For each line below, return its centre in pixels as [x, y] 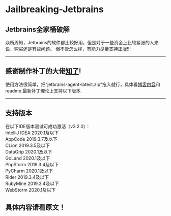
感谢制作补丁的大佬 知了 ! [43, 71]
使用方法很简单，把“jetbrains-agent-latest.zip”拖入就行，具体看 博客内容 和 [83, 84]
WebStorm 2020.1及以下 [31, 190]
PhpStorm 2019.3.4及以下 [32, 164]
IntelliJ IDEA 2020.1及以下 [32, 133]
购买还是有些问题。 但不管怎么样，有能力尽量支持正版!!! [73, 49]
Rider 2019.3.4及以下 [27, 177]
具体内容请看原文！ [35, 208]
